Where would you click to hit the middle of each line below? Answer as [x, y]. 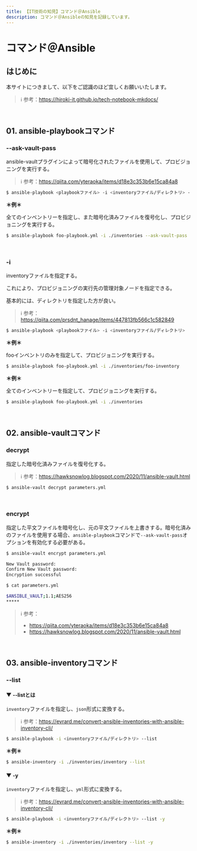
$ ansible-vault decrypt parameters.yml [56, 487]
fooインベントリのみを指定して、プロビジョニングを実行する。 [82, 355]
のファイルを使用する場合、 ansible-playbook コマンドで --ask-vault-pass [94, 535]
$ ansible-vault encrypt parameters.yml [56, 553]
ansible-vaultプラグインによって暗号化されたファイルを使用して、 [86, 162]
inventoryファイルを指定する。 [43, 276]
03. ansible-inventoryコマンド [62, 663]
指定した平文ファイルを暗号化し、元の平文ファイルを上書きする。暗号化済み [98, 527]
